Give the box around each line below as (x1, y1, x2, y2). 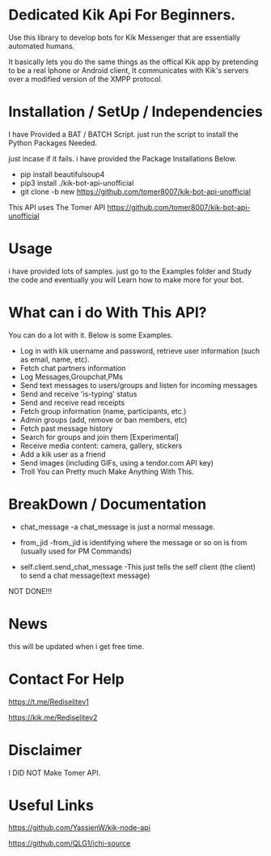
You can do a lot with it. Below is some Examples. (8, 330, 173, 340)
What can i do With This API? (8, 303, 207, 321)
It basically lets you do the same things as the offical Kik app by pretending (8, 57, 259, 67)
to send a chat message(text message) (19, 570, 150, 580)
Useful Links (8, 796, 95, 815)
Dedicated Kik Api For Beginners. (8, 6, 236, 24)
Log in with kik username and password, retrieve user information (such (19, 346, 260, 355)
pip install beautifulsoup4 (19, 169, 105, 179)
